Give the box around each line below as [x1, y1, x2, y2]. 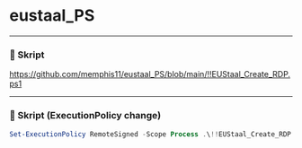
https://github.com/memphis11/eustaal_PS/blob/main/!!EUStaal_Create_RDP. [9, 69, 290, 80]
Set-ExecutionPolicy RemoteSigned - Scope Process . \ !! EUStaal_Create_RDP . [9, 129, 296, 139]
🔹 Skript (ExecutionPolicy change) [9, 109, 162, 122]
